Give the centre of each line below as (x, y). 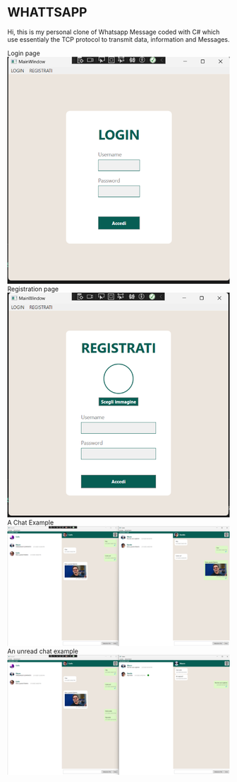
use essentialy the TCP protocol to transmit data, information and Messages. (119, 39)
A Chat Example (31, 522)
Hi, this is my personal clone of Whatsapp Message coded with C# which (114, 32)
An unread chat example (43, 651)
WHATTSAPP (47, 12)
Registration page (33, 289)
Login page (24, 53)
